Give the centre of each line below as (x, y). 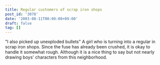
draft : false (18, 23)
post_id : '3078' (22, 14)
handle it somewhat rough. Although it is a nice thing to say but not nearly (80, 52)
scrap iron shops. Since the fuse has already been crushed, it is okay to (78, 47)
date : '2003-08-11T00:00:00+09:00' (42, 19)
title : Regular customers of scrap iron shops (54, 10)
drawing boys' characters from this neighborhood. (56, 57)
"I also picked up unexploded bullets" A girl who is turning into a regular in (80, 42)
